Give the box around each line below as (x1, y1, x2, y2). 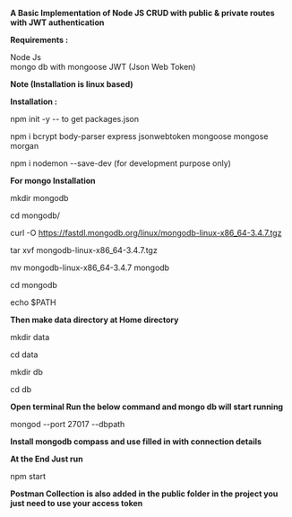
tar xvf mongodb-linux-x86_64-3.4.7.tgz (10, 245, 158, 255)
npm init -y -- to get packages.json (10, 114, 140, 124)
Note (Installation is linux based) (10, 79, 133, 89)
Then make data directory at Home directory (10, 314, 179, 325)
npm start (10, 471, 47, 481)
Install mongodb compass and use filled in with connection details (10, 436, 262, 447)
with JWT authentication (10, 17, 105, 28)
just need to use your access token (10, 498, 143, 508)
